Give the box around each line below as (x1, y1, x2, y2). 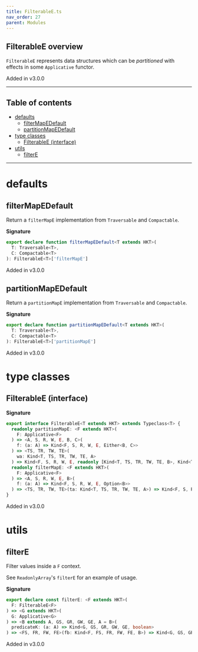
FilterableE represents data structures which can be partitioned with (6, 57, 175, 64)
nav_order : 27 (6, 14, 41, 20)
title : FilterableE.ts (6, 8, 62, 15)
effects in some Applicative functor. (6, 63, 94, 71)
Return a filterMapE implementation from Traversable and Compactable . (6, 216, 180, 223)
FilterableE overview (6, 41, 84, 51)
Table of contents (6, 98, 72, 108)
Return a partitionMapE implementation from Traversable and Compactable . (6, 299, 187, 306)
